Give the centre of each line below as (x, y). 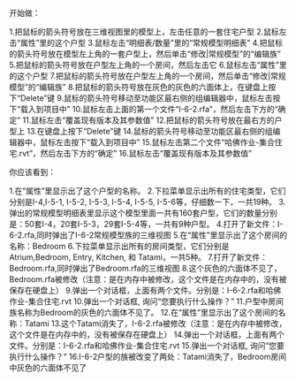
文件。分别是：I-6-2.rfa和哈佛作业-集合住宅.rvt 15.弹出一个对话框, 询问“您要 (147, 346)
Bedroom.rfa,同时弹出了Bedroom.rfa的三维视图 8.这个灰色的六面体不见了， (146, 268)
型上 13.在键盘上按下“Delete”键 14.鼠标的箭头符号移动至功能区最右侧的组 (141, 131)
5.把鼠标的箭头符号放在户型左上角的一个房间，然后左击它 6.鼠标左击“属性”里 (148, 65)
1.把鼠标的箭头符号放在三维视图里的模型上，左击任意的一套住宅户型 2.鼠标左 (148, 32)
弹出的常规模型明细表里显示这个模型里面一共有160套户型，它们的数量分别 (144, 213)
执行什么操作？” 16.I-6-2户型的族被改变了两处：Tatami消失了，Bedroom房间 (148, 357)
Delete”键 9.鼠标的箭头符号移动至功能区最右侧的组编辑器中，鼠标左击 (147, 98)
